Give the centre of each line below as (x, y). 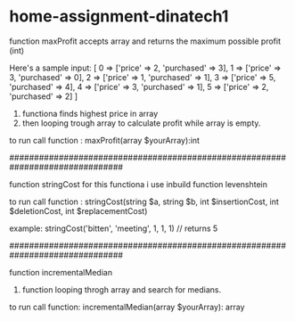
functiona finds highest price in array (90, 113)
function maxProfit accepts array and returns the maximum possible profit (145, 41)
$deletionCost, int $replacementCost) (78, 210)
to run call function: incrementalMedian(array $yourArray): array (127, 307)
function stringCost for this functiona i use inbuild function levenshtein (139, 184)
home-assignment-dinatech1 (119, 16)
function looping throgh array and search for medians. (121, 289)
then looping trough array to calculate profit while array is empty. (141, 123)
